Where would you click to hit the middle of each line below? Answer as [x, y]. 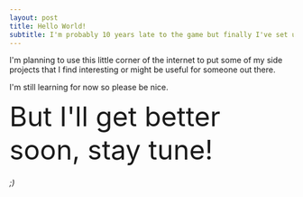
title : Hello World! [48, 26]
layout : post [34, 18]
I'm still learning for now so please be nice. [89, 88]
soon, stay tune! [111, 150]
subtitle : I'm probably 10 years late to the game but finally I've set [149, 34]
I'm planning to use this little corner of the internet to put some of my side [146, 61]
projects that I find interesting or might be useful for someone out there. [142, 70]
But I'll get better [115, 117]
